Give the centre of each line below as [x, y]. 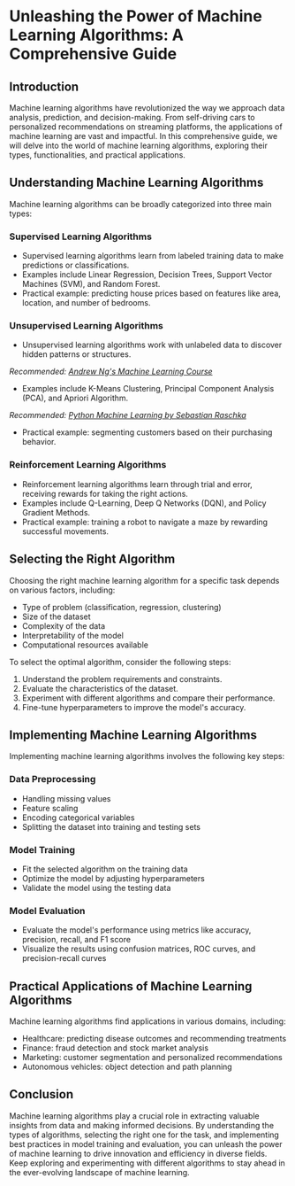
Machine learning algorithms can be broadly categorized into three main [140, 204]
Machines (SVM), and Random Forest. [91, 284]
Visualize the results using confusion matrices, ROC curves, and [139, 949]
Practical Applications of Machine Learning [131, 986]
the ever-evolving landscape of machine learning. [99, 1172]
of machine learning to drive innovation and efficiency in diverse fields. [138, 1153]
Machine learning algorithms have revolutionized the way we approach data [147, 108]
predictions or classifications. [76, 265]
